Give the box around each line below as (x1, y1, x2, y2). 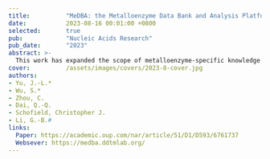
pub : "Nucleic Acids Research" (8, 34, 153, 43)
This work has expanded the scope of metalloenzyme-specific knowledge (15, 57, 261, 65)
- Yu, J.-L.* (8, 79, 52, 87)
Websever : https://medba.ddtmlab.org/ (15, 138, 146, 147)
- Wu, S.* (8, 86, 42, 95)
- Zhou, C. (8, 94, 45, 102)
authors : (8, 71, 38, 79)
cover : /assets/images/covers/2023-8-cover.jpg (8, 64, 203, 72)
